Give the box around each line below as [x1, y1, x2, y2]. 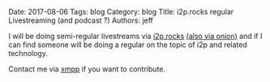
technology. [8, 49, 49, 58]
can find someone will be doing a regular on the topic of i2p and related [8, 40, 247, 50]
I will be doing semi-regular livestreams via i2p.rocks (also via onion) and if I [8, 32, 263, 41]
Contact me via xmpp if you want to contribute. [8, 64, 166, 74]
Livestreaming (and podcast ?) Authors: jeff [8, 15, 154, 25]
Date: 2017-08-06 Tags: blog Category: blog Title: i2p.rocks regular [8, 7, 234, 16]
